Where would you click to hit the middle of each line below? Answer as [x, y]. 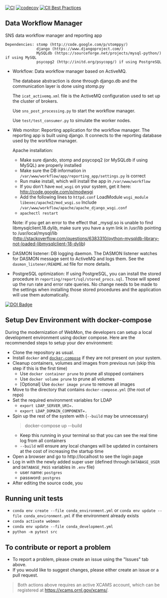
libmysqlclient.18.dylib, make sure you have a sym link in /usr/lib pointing [87, 228]
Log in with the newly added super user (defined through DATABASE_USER [86, 461]
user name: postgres [41, 472]
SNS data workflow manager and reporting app [54, 35]
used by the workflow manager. [45, 141]
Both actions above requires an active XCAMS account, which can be [88, 585]
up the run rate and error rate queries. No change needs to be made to [85, 284]
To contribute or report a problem [58, 547]
